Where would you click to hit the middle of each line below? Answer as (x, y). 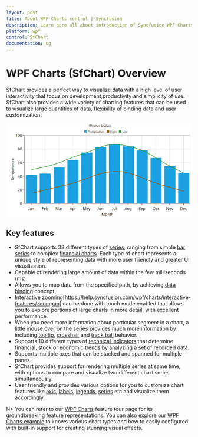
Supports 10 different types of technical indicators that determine (94, 341)
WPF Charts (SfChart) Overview (86, 73)
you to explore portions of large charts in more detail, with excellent (97, 310)
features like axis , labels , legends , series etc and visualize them (92, 392)
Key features (30, 233)
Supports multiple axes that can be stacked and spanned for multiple (98, 354)
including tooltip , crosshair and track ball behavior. (76, 335)
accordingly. (30, 397)
